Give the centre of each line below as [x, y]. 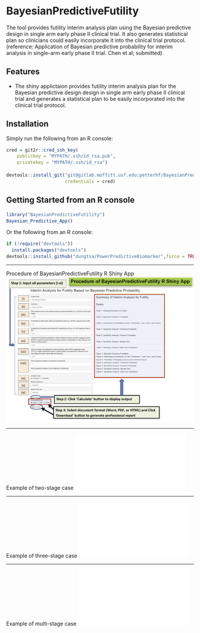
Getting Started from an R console [71, 200]
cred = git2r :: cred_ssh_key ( [42, 150]
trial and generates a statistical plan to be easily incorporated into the [100, 99]
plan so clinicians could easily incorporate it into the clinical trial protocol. [96, 40]
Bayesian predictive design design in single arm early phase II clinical [100, 92]
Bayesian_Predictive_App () [40, 221]
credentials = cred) [90, 181]
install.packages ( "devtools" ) [49, 250]
